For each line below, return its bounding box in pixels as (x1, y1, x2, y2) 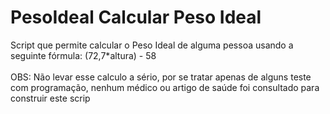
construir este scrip (10, 92, 91, 104)
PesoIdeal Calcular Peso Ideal (10, 6, 262, 29)
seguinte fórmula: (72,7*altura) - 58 (10, 49, 157, 61)
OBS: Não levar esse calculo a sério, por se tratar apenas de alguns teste (10, 71, 312, 83)
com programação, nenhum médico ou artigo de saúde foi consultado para (10, 81, 320, 93)
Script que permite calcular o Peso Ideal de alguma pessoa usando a (10, 39, 294, 51)
